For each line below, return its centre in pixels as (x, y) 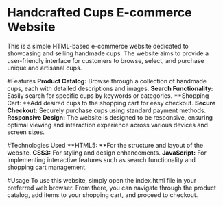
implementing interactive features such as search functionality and (101, 159)
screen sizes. (26, 132)
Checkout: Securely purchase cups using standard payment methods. (107, 110)
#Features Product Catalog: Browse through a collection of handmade (107, 81)
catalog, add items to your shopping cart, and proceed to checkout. (103, 195)
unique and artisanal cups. (45, 68)
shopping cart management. (47, 167)
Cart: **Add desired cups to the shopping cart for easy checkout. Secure (111, 103)
